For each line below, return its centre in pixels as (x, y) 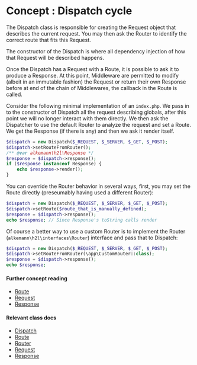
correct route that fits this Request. (49, 40)
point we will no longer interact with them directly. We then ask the (87, 118)
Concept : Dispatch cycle (69, 11)
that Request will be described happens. (55, 57)
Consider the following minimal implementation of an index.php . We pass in (98, 105)
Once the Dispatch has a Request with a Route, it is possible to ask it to (93, 69)
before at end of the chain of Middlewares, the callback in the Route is (92, 88)
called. (14, 94)
